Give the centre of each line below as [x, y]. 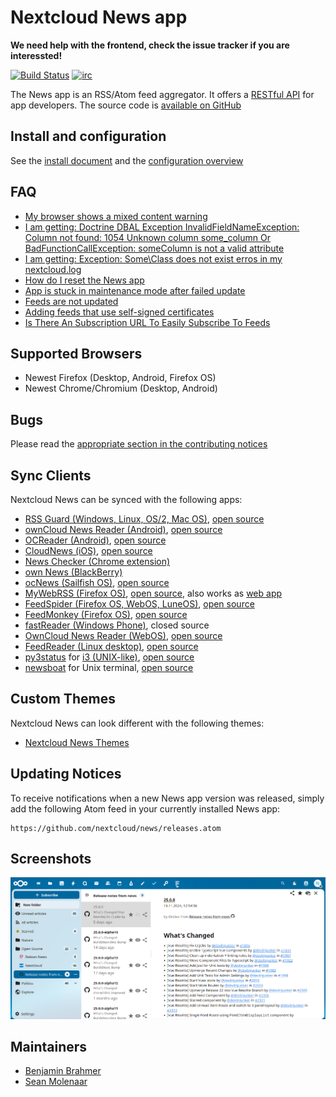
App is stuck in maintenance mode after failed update [135, 290]
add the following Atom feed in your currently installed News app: [145, 808]
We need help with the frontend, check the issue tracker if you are [150, 45]
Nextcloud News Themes [77, 742]
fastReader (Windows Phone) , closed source [117, 625]
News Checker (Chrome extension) [97, 561]
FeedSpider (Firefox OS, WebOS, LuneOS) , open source [139, 604]
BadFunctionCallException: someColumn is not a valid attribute [154, 248]
